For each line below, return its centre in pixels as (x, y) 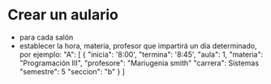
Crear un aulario (63, 15)
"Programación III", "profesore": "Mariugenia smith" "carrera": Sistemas (139, 63)
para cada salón (46, 37)
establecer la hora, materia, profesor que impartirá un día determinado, (138, 45)
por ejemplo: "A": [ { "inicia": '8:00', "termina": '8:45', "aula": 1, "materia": (141, 54)
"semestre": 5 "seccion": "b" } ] (72, 71)
